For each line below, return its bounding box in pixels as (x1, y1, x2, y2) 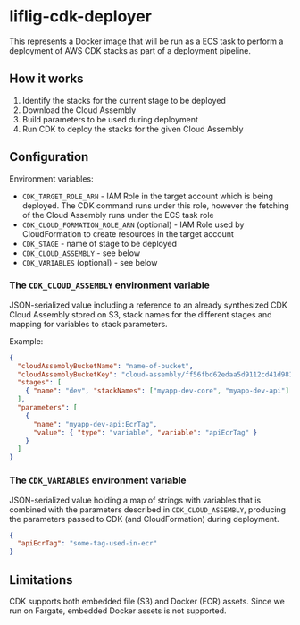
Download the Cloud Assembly (21, 105, 137, 115)
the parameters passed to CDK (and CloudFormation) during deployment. (9, 513, 279, 524)
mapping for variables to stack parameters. (9, 318, 168, 329)
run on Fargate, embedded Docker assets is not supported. (9, 605, 227, 616)
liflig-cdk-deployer (9, 6, 152, 27)
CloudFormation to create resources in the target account (21, 228, 235, 239)
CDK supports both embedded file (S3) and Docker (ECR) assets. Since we (9, 595, 286, 606)
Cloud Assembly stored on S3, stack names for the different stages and (9, 308, 272, 319)
